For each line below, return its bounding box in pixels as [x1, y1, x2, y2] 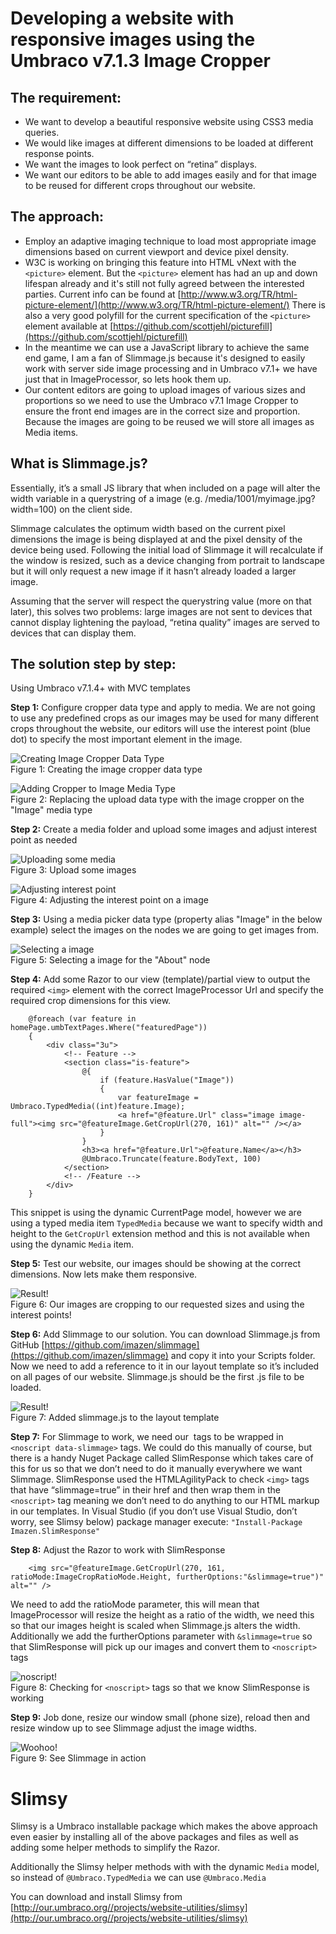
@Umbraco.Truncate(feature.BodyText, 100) [81, 1154, 262, 1164]
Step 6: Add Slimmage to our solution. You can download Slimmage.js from [10, 1328, 321, 1341]
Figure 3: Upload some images [10, 864, 137, 876]
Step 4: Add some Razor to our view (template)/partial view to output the [10, 973, 311, 986]
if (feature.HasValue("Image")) [99, 1075, 235, 1086]
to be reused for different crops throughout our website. [24, 180, 256, 191]
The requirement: [10, 89, 122, 106]
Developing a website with [10, 7, 235, 30]
